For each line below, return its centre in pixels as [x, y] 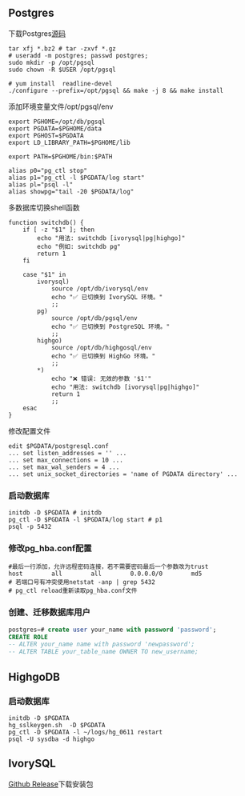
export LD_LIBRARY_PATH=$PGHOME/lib [69, 142]
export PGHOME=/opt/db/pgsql [57, 122]
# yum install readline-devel [60, 83]
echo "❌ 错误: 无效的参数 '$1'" [101, 378]
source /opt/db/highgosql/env [101, 347]
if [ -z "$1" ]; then [58, 230]
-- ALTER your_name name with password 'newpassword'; [102, 644]
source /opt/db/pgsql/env [94, 318]
